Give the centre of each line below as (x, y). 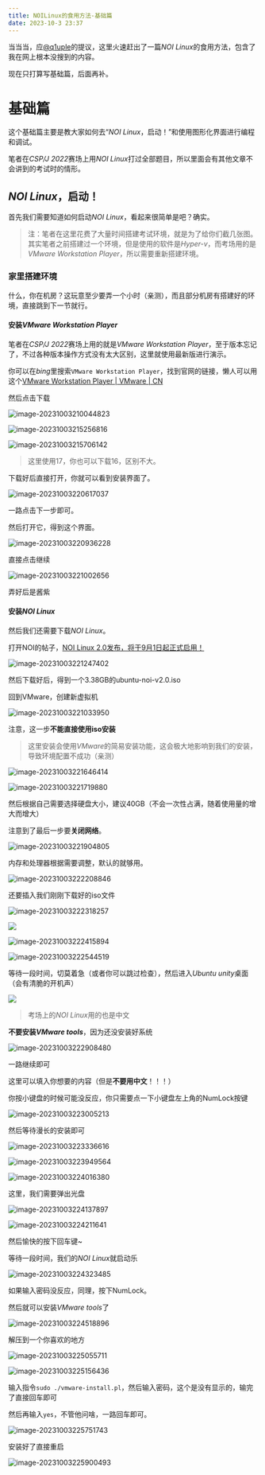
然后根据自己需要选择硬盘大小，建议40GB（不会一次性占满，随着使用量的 (129, 804)
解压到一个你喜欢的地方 (46, 1339)
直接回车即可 (36, 1397)
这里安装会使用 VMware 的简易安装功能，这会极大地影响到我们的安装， (142, 745)
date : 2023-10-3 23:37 (46, 23)
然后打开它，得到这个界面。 (54, 527)
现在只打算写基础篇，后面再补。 (60, 73)
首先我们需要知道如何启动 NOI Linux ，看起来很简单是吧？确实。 (111, 217)
